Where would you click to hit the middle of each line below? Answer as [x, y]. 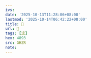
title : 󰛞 [14, 24]
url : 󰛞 [12, 29]
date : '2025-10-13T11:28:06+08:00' [43, 15]
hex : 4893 [16, 38]
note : [11, 47]
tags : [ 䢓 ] [17, 33]
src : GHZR [16, 43]
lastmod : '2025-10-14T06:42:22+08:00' [46, 19]
